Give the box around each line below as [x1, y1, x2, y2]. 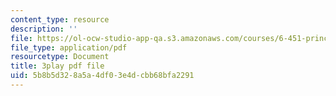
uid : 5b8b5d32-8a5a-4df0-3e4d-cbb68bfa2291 [10, 71, 195, 81]
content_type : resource [10, 14, 110, 25]
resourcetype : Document [10, 52, 110, 62]
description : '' [10, 24, 78, 34]
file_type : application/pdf [10, 42, 128, 53]
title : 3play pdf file [10, 61, 105, 71]
